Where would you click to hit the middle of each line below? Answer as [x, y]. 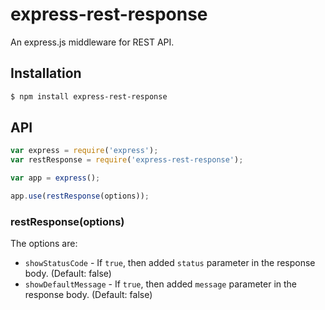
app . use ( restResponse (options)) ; [80, 196]
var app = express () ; [55, 178]
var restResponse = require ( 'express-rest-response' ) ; [127, 160]
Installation [46, 73]
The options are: [44, 244]
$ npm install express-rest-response [89, 96]
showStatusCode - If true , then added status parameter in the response [170, 263]
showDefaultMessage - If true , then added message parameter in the [161, 284]
